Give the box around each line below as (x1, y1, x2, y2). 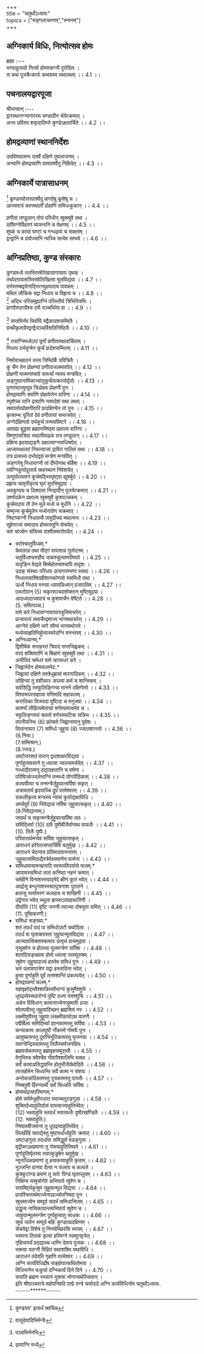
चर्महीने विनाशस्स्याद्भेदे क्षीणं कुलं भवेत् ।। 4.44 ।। (15, 875, 118, 883)
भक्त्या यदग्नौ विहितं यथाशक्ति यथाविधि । (15, 1246, 94, 1253)
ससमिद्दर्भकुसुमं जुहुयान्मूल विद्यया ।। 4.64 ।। (15, 1184, 106, 1191)
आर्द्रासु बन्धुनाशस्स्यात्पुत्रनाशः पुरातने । (15, 883, 89, 890)
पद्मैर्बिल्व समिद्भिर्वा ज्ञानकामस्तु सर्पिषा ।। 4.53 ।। (15, 1020, 115, 1027)
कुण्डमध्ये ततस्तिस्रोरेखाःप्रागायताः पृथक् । (6, 269, 84, 276)
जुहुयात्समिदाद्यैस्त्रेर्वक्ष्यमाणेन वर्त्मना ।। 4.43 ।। (15, 855, 110, 862)
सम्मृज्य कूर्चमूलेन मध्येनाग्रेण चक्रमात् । (6, 507, 79, 515)
